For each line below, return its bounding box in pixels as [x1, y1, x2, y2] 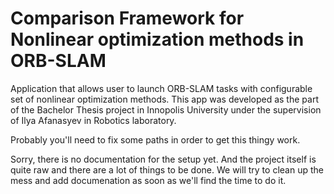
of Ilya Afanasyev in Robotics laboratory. [10, 114, 177, 126]
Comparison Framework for [10, 7, 245, 30]
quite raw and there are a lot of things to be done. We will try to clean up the [10, 163, 324, 176]
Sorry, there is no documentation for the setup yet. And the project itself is [10, 153, 317, 165]
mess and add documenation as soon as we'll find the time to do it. [10, 174, 287, 186]
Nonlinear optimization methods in [10, 28, 305, 51]
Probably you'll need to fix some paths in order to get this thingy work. [10, 133, 301, 146]
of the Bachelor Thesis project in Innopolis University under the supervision [10, 103, 322, 116]
